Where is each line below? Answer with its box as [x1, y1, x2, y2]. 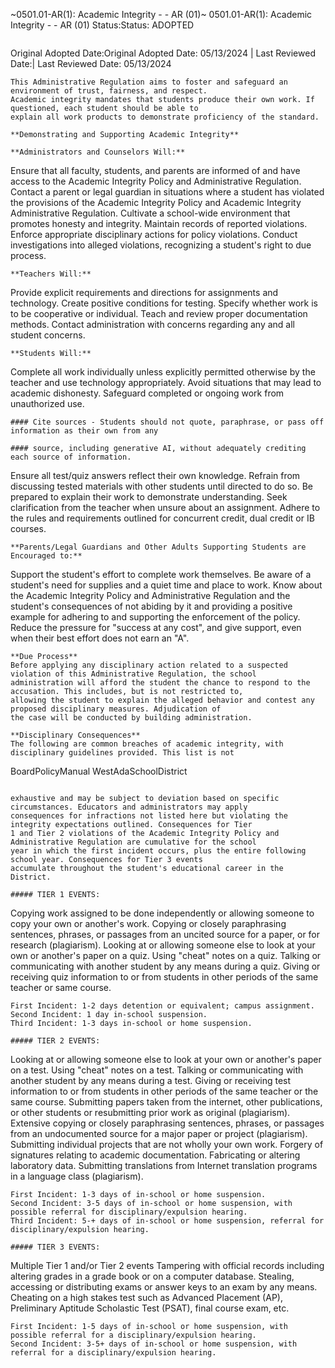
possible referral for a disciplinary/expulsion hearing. [10, 1330, 257, 1340]
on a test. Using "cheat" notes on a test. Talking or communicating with [10, 1064, 304, 1076]
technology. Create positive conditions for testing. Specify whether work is [10, 297, 318, 309]
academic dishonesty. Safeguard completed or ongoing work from [10, 387, 285, 399]
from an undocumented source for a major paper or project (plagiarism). [10, 1128, 308, 1139]
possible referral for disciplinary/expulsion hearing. [10, 1207, 248, 1217]
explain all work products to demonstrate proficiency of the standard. [10, 112, 320, 122]
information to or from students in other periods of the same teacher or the [10, 1085, 319, 1097]
